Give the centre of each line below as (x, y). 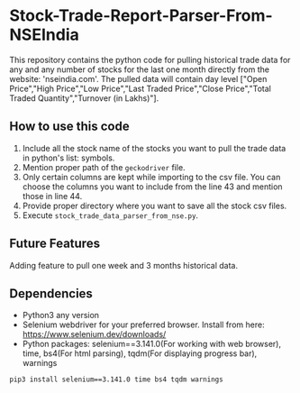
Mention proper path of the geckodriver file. (104, 167)
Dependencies (51, 293)
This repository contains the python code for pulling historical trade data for (150, 59)
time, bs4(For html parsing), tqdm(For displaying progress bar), (140, 353)
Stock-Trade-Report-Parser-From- (141, 16)
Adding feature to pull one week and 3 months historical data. (124, 265)
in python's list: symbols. (68, 158)
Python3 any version (61, 315)
